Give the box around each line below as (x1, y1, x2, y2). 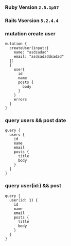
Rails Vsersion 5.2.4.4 (5, 17, 59, 24)
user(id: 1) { (9, 197, 38, 202)
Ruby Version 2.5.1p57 (5, 4, 59, 11)
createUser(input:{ (9, 46, 49, 50)
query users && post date (5, 117, 67, 124)
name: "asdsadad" (14, 50, 49, 55)
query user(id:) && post (5, 182, 62, 189)
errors (14, 97, 27, 102)
